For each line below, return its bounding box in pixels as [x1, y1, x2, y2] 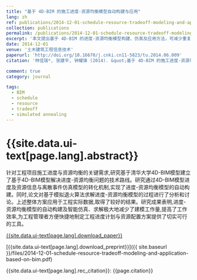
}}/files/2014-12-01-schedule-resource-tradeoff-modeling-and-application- [6, 250, 189, 257]
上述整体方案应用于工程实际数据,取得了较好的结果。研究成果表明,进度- [16, 199, 186, 206]
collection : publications [6, 25, 69, 31]
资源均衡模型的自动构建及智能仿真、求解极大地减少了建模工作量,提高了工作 [6, 206, 188, 213]
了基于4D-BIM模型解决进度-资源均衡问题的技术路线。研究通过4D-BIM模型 [6, 176, 185, 183]
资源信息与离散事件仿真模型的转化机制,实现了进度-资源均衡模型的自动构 [16, 184, 190, 191]
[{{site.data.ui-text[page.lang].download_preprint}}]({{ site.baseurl [6, 244, 167, 251]
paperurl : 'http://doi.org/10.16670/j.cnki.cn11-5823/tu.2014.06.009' [6, 52, 182, 58]
